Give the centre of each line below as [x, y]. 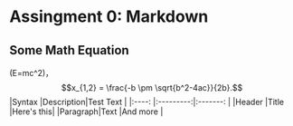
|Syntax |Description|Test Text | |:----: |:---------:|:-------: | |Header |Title [147, 102]
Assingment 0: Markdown [109, 17]
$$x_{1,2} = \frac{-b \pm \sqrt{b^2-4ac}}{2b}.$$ [152, 87]
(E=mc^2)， [32, 73]
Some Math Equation [69, 50]
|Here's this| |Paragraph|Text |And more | [86, 111]
